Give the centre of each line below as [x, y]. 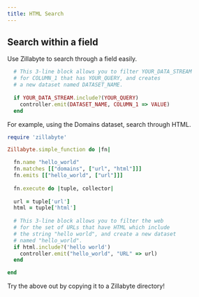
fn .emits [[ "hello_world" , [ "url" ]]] [68, 176]
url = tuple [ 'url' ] [42, 201]
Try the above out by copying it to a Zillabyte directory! [86, 286]
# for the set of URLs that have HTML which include [92, 228]
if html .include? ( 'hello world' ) [62, 247]
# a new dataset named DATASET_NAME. [68, 85]
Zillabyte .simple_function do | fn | [59, 150]
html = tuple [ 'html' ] [45, 208]
